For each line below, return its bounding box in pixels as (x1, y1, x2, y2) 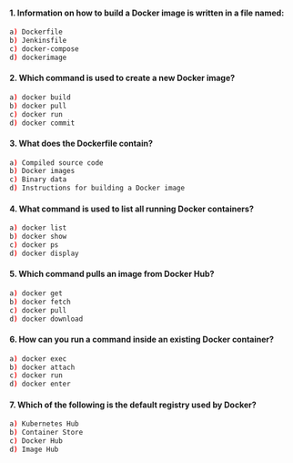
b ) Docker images (9, 167, 76, 176)
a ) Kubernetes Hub (9, 419, 79, 428)
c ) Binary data (9, 175, 67, 184)
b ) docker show (9, 232, 67, 242)
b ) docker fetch (9, 297, 71, 306)
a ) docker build (9, 92, 71, 102)
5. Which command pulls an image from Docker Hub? (9, 269, 215, 280)
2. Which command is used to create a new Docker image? (9, 73, 236, 84)
